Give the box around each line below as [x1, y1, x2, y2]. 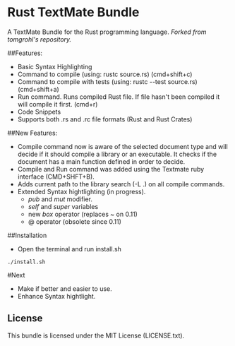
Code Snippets [17, 107, 61, 116]
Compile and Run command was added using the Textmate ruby [17, 165, 205, 173]
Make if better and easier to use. [17, 284, 113, 293]
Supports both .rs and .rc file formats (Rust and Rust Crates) [17, 114, 193, 124]
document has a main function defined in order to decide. [17, 157, 186, 166]
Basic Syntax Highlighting [17, 62, 92, 71]
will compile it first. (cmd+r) [17, 100, 98, 108]
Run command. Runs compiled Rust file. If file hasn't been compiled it [17, 93, 220, 101]
